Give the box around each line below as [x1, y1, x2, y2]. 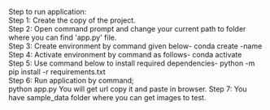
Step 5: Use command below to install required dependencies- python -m [8, 58, 255, 68]
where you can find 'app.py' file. [8, 32, 117, 42]
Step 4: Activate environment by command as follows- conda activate [8, 50, 242, 59]
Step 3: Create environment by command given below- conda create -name [8, 41, 263, 51]
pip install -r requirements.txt [8, 67, 106, 76]
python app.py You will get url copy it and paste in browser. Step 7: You [8, 84, 247, 94]
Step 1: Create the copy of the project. [8, 15, 136, 25]
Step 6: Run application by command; [8, 76, 134, 85]
